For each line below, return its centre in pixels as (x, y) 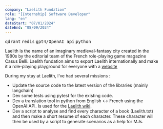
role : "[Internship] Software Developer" (48, 14)
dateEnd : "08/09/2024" (28, 28)
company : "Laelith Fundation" (36, 9)
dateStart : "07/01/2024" (30, 23)
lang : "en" (16, 18)
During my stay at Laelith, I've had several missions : (58, 76)
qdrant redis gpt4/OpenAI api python (48, 42)
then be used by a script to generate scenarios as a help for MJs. (78, 122)
